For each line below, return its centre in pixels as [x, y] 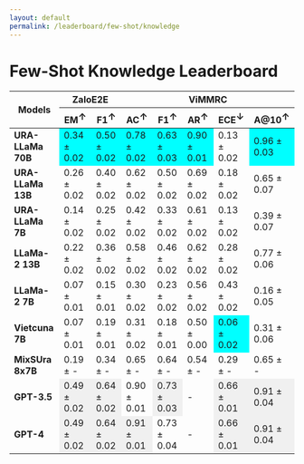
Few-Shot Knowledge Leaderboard [144, 71]
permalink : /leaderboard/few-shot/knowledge [95, 26]
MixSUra [33, 359]
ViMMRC [208, 100]
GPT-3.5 [33, 397]
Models [34, 110]
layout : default [40, 18]
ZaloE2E [90, 100]
